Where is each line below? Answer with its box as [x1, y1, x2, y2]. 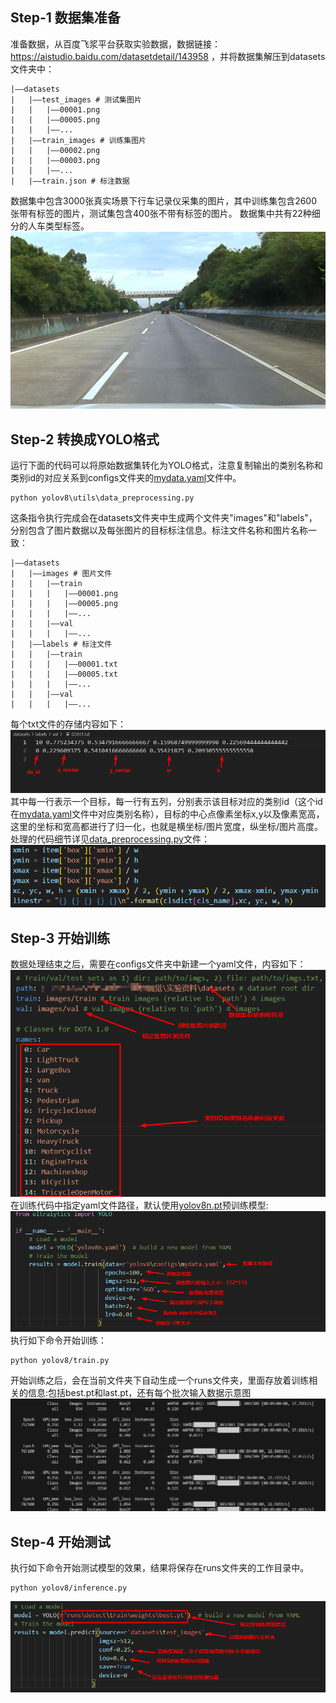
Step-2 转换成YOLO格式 [10, 431, 160, 448]
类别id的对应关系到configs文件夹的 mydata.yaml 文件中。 [10, 472, 242, 484]
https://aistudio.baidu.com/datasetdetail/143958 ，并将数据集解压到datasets [10, 50, 326, 62]
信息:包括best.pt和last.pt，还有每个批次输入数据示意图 [27, 1387, 252, 1399]
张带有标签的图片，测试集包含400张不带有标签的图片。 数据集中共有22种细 [10, 207, 321, 219]
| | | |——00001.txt [10, 659, 118, 670]
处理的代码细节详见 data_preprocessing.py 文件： [10, 833, 210, 845]
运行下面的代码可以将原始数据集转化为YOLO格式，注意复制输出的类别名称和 [10, 459, 323, 472]
